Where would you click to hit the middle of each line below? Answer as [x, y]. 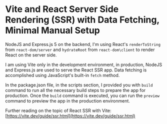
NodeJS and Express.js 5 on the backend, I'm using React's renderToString [83, 44]
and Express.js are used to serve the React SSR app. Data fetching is [76, 70]
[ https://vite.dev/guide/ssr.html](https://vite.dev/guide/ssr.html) [70, 115]
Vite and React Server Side [62, 9]
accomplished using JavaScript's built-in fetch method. [62, 75]
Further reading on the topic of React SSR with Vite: [58, 110]
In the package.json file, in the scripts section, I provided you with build [79, 85]
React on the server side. [31, 55]
